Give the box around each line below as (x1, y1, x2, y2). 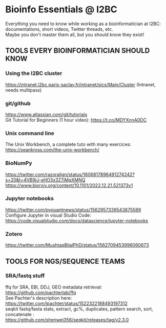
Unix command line (5, 129, 55, 137)
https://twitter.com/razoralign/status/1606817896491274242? (5, 171, 135, 178)
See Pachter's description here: (5, 295, 72, 301)
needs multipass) (5, 87, 42, 93)
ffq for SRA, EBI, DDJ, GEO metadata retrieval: (5, 284, 102, 290)
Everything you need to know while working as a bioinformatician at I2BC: (5, 21, 161, 27)
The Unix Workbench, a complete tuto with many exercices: (5, 141, 132, 147)
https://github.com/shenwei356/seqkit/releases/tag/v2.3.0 (5, 317, 129, 323)
